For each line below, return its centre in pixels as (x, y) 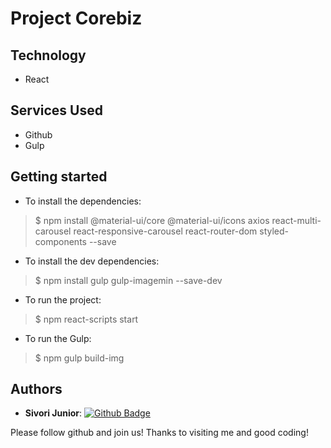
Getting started (59, 177)
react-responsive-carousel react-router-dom (165, 231)
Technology (48, 55)
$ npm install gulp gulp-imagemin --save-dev (128, 280)
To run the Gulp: (58, 338)
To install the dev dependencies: (92, 261)
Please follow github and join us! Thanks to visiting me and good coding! (159, 433)
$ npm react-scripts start (86, 319)
